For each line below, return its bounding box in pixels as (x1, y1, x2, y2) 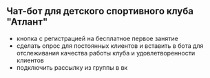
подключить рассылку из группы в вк (16, 63, 128, 71)
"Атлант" (6, 16, 48, 28)
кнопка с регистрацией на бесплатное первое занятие (16, 34, 178, 42)
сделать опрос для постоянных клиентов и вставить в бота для (16, 41, 204, 50)
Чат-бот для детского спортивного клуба (6, 5, 194, 17)
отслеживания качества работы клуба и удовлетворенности (16, 49, 196, 57)
